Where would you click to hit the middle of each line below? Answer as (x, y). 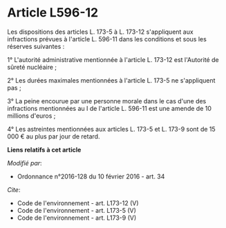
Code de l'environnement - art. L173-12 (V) (78, 203)
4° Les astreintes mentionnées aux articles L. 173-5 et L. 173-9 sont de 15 (111, 129)
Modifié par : (25, 163)
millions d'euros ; (31, 116)
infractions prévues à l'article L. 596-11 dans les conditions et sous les (107, 39)
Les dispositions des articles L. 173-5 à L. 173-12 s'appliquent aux (100, 32)
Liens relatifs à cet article (44, 149)
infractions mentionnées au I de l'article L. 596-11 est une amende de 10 (110, 108)
